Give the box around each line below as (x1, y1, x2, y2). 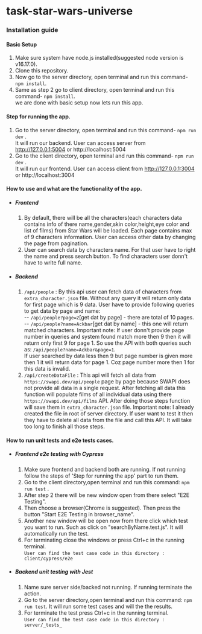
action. (24, 590, 42, 597)
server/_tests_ (24, 622, 62, 628)
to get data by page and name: (24, 307, 101, 315)
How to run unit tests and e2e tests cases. (6, 437, 114, 444)
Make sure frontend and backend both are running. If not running (24, 466, 186, 473)
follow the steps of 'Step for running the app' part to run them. (24, 472, 179, 479)
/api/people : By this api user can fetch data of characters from (24, 288, 182, 295)
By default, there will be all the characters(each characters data (24, 214, 182, 222)
